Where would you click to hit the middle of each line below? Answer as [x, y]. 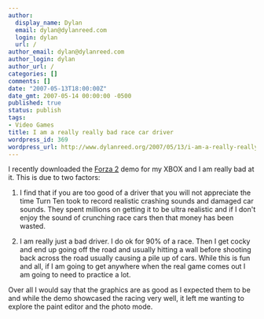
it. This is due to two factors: [54, 178]
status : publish [35, 111]
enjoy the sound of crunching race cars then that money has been [126, 218]
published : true [35, 103]
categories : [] [33, 74]
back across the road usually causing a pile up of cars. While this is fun [135, 258]
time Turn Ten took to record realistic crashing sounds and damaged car [136, 201]
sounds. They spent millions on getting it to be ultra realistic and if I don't [137, 210]
